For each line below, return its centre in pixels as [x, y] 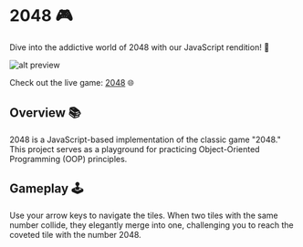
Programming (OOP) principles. [68, 159]
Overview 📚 [46, 113]
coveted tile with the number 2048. [75, 234]
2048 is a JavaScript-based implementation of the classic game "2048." [145, 139]
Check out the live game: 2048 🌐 [72, 82]
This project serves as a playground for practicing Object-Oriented [135, 149]
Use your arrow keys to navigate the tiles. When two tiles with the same [144, 215]
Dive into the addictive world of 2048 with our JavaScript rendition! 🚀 [140, 47]
